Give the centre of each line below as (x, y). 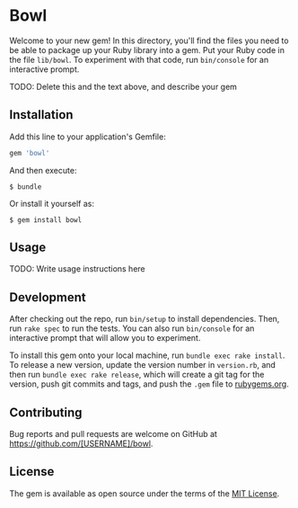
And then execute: (43, 170)
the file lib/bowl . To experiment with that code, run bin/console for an (139, 59)
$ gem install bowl (46, 220)
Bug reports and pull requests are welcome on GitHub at (114, 434)
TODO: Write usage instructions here (77, 269)
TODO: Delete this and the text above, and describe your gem (123, 86)
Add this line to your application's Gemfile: (88, 137)
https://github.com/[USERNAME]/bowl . (81, 444)
